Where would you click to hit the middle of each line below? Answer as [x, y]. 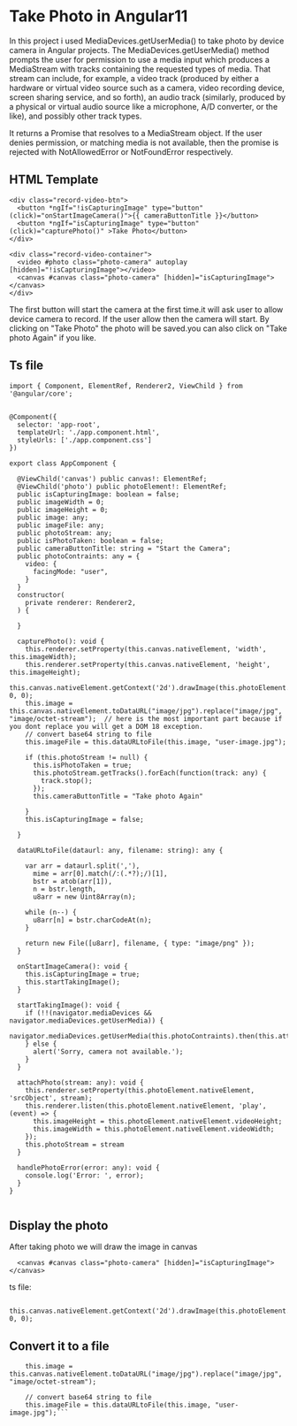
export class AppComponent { [63, 463]
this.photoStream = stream [75, 1144]
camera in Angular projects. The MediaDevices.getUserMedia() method [139, 50]
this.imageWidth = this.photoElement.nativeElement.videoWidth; [153, 1129]
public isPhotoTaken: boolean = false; [91, 540]
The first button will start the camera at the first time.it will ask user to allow [146, 309]
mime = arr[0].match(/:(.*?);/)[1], [100, 873]
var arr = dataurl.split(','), [83, 866]
